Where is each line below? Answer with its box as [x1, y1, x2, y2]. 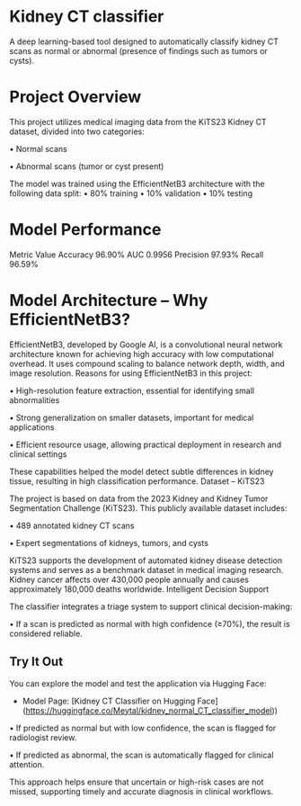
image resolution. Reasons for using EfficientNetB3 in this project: [9, 367, 253, 379]
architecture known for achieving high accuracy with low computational [9, 348, 274, 359]
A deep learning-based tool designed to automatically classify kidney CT [9, 36, 279, 47]
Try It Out [9, 654, 64, 669]
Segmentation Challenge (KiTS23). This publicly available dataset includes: [9, 502, 288, 514]
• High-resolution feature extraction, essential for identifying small [9, 385, 254, 396]
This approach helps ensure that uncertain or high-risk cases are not [9, 776, 264, 787]
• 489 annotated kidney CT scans [9, 520, 135, 531]
